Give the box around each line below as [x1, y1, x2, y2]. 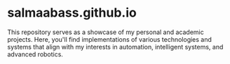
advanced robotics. [7, 50, 63, 58]
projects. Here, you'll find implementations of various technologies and [7, 35, 212, 43]
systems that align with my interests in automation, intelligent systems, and [7, 42, 224, 51]
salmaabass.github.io [7, 5, 137, 21]
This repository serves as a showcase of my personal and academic [7, 28, 205, 36]
